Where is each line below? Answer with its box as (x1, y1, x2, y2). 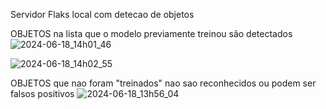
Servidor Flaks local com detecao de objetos (10, 9, 195, 20)
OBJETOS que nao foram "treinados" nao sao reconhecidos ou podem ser (10, 77, 317, 89)
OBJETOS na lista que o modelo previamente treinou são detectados (10, 28, 293, 39)
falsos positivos (10, 88, 75, 99)
